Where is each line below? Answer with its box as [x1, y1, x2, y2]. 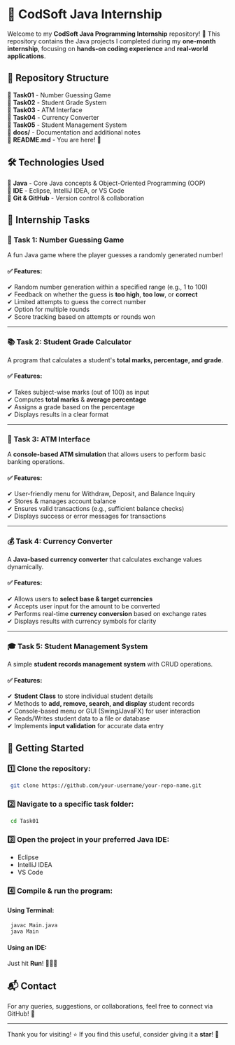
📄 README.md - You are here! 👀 [7, 135, 101, 144]
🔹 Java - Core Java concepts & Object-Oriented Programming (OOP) [7, 179, 206, 187]
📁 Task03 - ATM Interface [7, 105, 83, 114]
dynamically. [7, 562, 44, 571]
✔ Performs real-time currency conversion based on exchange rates [7, 609, 207, 617]
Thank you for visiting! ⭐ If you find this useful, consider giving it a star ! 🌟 [7, 1030, 220, 1039]
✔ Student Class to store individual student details [7, 692, 154, 700]
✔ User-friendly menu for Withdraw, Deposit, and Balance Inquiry [7, 490, 196, 498]
